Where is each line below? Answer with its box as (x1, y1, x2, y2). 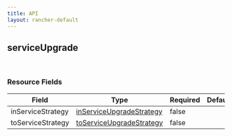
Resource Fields (7, 77, 62, 87)
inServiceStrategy (10, 106, 69, 116)
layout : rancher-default (7, 16, 79, 23)
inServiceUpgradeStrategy (75, 106, 163, 116)
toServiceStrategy (10, 117, 70, 127)
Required (169, 95, 200, 104)
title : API (7, 10, 39, 17)
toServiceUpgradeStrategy (75, 117, 164, 127)
